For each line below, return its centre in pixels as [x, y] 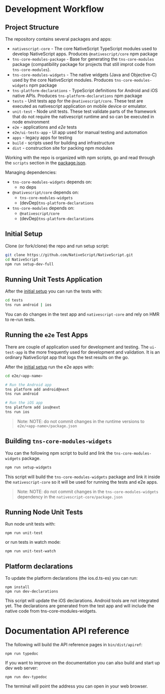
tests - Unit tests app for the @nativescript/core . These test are [78, 101]
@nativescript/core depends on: [45, 192]
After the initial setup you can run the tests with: [54, 291]
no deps [28, 187]
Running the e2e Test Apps [47, 335]
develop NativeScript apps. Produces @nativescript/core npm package [85, 54]
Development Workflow [55, 9]
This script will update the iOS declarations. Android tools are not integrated [82, 601]
